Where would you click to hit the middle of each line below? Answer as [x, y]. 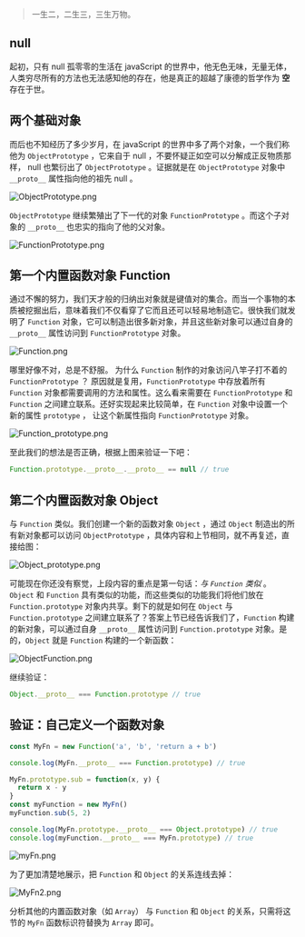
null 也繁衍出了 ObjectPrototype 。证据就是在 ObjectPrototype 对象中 [156, 166]
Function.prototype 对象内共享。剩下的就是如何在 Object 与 [121, 606]
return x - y [42, 788]
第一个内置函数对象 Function [90, 276]
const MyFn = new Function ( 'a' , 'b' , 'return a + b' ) [113, 746]
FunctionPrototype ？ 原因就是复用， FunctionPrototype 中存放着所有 [138, 382]
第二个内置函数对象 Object [84, 500]
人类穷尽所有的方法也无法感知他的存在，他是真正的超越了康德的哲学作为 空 [150, 77]
